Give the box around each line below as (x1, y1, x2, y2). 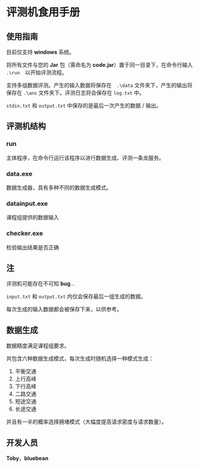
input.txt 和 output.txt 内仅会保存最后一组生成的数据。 (6, 293, 146, 300)
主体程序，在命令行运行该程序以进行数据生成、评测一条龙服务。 (6, 154, 164, 161)
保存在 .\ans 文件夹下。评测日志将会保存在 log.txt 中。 (6, 89, 145, 96)
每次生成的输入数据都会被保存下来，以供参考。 (6, 305, 122, 313)
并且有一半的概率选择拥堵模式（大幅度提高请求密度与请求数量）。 (6, 418, 167, 425)
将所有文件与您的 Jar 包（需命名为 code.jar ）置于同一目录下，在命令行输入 (6, 61, 194, 68)
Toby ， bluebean (6, 455, 49, 462)
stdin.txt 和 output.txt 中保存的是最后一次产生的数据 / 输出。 (6, 102, 162, 109)
